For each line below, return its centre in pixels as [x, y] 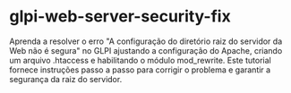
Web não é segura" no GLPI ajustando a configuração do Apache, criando [146, 50]
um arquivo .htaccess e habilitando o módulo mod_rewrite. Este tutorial [140, 60]
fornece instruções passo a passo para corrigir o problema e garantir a [140, 70]
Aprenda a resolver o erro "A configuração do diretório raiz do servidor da [146, 41]
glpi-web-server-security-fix [120, 17]
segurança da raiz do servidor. [66, 79]
